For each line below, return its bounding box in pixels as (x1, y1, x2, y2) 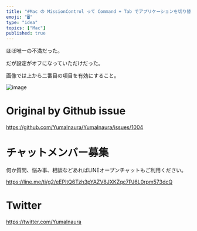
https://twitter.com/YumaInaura (6, 218, 82, 225)
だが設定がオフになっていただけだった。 (6, 60, 104, 67)
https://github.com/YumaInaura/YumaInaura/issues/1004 (6, 124, 144, 131)
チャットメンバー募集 (6, 146, 109, 159)
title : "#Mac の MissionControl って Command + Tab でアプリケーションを (6, 8, 178, 15)
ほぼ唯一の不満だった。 (6, 47, 63, 55)
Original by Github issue (6, 104, 126, 118)
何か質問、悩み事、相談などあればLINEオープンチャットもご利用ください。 (6, 167, 186, 174)
